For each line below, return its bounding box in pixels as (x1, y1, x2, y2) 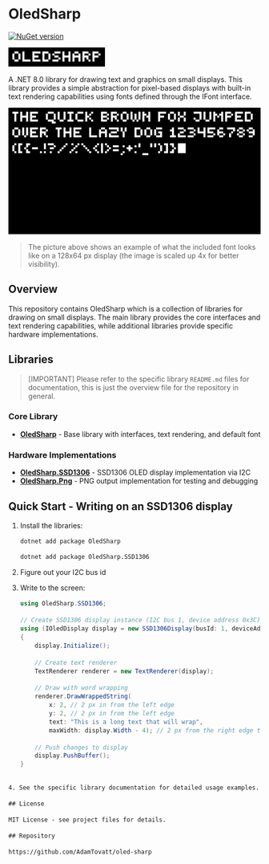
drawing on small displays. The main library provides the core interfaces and (8, 312, 261, 322)
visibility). (27, 259, 60, 269)
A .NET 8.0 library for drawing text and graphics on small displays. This (8, 74, 243, 84)
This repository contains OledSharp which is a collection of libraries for (8, 304, 243, 313)
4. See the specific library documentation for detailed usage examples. (8, 784, 260, 792)
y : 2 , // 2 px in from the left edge (49, 710, 175, 718)
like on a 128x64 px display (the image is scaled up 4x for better (27, 251, 239, 260)
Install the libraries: (19, 520, 83, 530)
